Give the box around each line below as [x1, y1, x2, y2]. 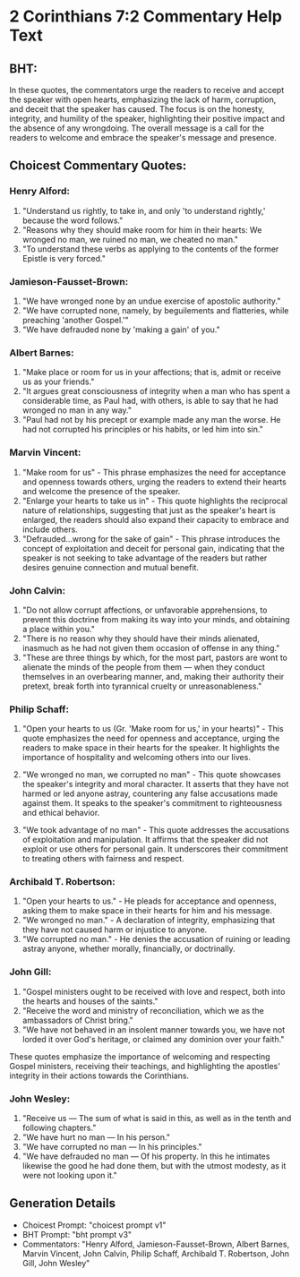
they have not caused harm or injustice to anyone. [21, 924, 208, 935]
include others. [21, 524, 78, 535]
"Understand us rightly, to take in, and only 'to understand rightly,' [21, 205, 266, 216]
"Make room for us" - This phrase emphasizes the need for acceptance [21, 467, 287, 477]
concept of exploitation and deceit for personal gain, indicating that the [21, 543, 285, 553]
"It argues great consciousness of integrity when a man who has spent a [21, 386, 291, 397]
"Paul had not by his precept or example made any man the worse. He [21, 415, 281, 425]
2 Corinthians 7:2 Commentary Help [9, 6, 282, 27]
